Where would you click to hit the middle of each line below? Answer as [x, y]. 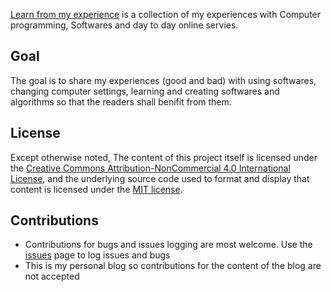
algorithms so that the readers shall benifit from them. [121, 101]
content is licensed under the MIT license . [96, 189]
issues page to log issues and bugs [97, 255]
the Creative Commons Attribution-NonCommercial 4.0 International [150, 168]
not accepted [52, 276]
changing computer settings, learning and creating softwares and [145, 91]
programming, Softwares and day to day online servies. [124, 25]
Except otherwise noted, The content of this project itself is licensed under [164, 157]
